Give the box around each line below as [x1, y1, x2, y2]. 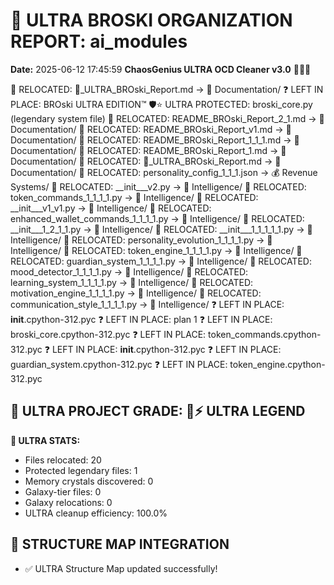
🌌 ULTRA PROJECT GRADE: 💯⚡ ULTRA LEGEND [10, 403, 306, 420]
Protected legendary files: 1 [24, 464, 138, 476]
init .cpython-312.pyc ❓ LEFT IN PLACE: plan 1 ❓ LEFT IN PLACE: [10, 313, 273, 325]
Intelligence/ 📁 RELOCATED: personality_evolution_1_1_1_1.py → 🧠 [10, 234, 273, 246]
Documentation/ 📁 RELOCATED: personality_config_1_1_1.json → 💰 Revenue [10, 166, 318, 178]
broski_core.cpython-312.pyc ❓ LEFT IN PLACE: [10, 328, 207, 340]
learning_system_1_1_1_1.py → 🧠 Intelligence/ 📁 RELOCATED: [10, 276, 254, 288]
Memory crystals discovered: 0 [24, 475, 154, 487]
